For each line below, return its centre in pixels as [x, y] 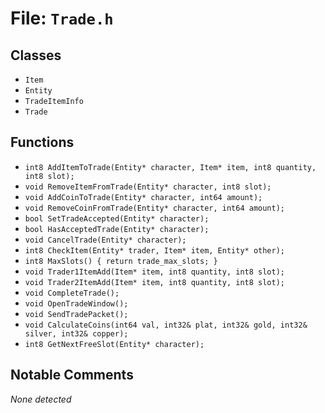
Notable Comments [72, 375]
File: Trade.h [62, 18]
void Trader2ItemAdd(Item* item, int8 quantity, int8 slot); [155, 282]
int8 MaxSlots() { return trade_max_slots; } [121, 261]
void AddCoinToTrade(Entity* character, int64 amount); [143, 197]
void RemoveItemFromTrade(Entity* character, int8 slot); [148, 187]
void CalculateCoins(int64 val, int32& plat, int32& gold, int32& [166, 325]
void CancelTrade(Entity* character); [105, 240]
